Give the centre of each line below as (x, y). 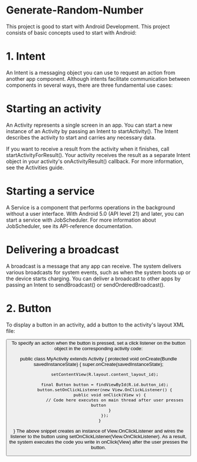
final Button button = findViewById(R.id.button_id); (105, 385)
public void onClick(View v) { (110, 395)
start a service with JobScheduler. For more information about (81, 220)
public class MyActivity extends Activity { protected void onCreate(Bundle (98, 359)
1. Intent (26, 57)
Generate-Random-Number (75, 10)
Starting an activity (54, 109)
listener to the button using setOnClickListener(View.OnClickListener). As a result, (98, 436)
